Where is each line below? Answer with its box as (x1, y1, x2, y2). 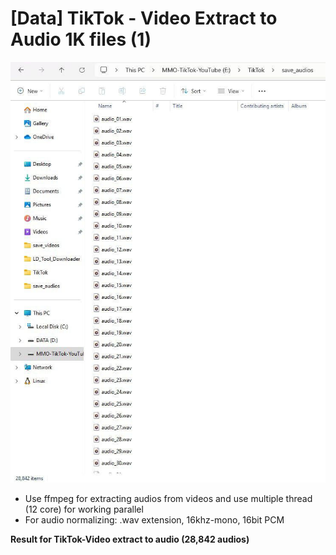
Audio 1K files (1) (10, 28, 152, 51)
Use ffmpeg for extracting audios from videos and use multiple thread (24, 492, 313, 504)
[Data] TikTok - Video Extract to (10, 7, 278, 30)
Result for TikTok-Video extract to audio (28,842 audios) (10, 533, 250, 545)
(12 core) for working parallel (24, 503, 144, 515)
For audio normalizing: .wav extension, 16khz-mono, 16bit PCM (24, 513, 285, 526)
